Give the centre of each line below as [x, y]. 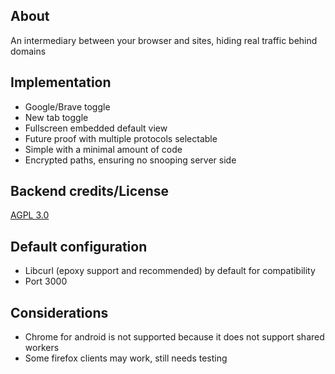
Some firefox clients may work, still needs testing [126, 358]
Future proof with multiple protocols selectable [121, 138]
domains [28, 51]
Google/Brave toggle [67, 106]
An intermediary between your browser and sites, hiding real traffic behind [164, 40]
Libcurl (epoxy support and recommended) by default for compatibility [170, 271]
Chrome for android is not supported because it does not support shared [174, 337]
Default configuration [79, 246]
